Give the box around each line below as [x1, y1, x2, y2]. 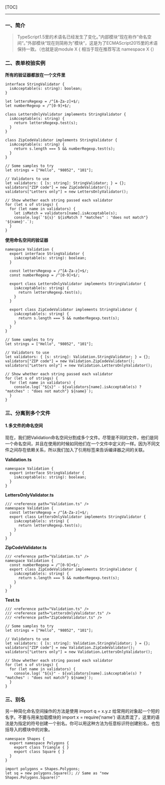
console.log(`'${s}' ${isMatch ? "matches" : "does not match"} [14, 215, 148, 220]
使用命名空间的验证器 [5, 237, 48, 243]
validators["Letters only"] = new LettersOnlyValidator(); [5, 189, 129, 194]
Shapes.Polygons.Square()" [5, 775, 60, 780]
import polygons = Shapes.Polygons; [5, 766, 80, 772]
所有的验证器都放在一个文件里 [5, 72, 65, 78]
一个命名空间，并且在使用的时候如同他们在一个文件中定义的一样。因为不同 [5, 441, 156, 447]
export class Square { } [14, 749, 65, 755]
